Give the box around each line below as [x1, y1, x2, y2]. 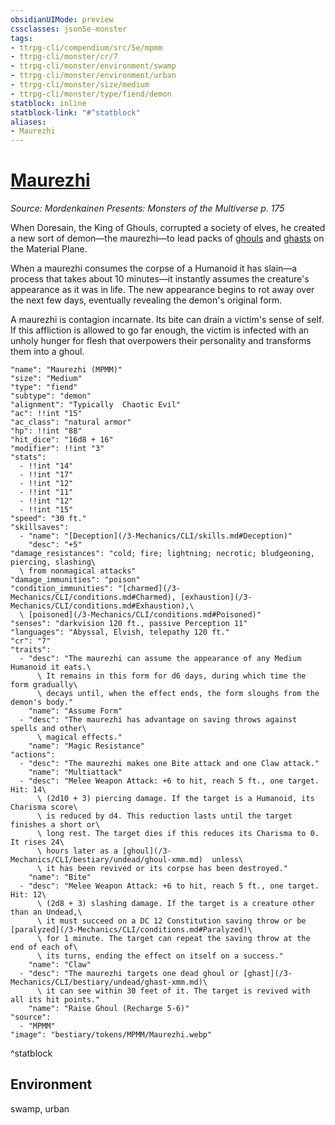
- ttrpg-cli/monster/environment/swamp [10, 61, 177, 71]
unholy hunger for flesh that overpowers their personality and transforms [10, 335, 312, 347]
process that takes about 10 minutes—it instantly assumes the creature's [10, 273, 310, 285]
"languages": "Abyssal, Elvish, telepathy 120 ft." [10, 627, 230, 638]
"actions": [10, 750, 56, 760]
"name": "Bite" [28, 872, 92, 883]
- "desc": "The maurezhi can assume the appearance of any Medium [19, 654, 302, 664]
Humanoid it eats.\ [10, 662, 92, 673]
